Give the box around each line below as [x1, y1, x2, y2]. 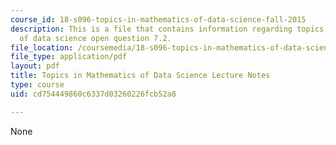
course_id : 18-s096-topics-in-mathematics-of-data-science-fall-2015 [10, 14, 307, 25]
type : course [10, 80, 65, 90]
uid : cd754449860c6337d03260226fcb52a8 [10, 89, 177, 99]
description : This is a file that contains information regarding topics [10, 24, 325, 34]
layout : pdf [10, 61, 60, 71]
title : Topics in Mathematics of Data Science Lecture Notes [10, 71, 271, 81]
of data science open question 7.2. [19, 33, 172, 43]
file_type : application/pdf [10, 52, 128, 62]
